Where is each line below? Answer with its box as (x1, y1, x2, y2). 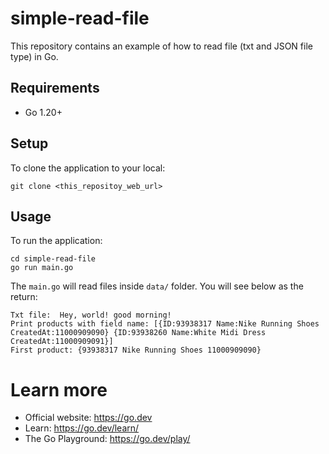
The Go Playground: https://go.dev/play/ (24, 433, 191, 445)
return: (10, 291, 38, 303)
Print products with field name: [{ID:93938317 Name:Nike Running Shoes (10, 319, 320, 329)
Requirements (10, 80, 100, 97)
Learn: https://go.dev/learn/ (24, 422, 140, 434)
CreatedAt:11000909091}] (10, 337, 114, 347)
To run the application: (10, 235, 103, 247)
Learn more (10, 378, 108, 401)
